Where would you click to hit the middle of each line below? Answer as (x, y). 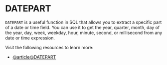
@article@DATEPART (34, 57)
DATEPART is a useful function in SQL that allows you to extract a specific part (83, 22)
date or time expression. (30, 38)
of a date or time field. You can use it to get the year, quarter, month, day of (83, 27)
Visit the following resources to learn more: (49, 47)
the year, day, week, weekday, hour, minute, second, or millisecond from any (84, 32)
